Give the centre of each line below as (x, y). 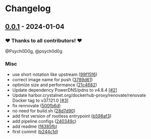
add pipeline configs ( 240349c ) (44, 121)
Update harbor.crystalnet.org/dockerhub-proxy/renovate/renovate (79, 95)
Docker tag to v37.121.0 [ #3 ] (40, 100)
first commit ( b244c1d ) (35, 132)
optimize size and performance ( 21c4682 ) (54, 85)
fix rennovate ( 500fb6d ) (37, 106)
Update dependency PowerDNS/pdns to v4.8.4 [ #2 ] (65, 90)
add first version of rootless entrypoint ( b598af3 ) (62, 116)
